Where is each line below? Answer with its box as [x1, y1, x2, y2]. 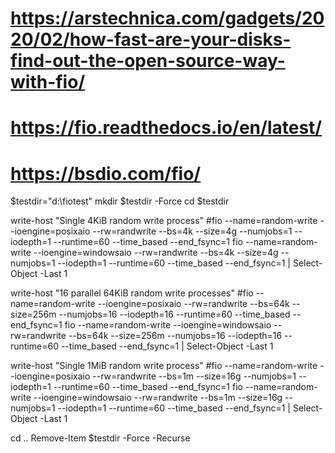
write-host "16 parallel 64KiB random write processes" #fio [10, 287, 254, 299]
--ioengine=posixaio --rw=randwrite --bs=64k [97, 298, 290, 310]
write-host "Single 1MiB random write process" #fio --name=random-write [10, 360, 318, 372]
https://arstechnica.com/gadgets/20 [10, 7, 325, 30]
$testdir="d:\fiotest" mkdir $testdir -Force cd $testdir [10, 195, 230, 207]
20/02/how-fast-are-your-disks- [10, 28, 292, 51]
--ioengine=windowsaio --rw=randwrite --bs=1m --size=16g [33, 392, 283, 404]
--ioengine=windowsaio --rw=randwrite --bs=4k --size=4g [33, 247, 279, 259]
